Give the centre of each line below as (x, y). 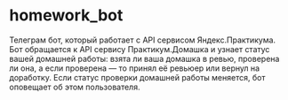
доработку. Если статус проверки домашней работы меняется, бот (137, 77)
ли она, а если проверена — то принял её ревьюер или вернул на (135, 68)
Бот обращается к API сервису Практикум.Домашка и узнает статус (140, 49)
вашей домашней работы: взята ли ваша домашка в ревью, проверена (144, 58)
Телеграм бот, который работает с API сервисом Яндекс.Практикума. (143, 40)
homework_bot (66, 15)
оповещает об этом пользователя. (75, 87)
